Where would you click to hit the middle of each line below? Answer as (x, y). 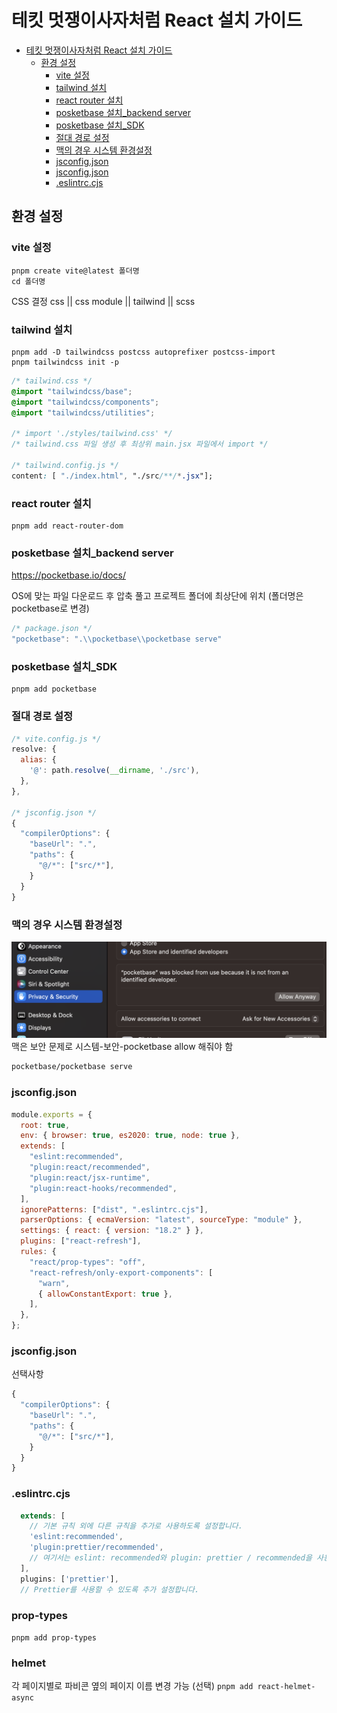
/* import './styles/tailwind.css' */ (92, 434)
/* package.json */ (52, 629)
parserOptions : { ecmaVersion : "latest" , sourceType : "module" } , (161, 1220)
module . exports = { (52, 1114)
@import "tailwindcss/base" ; (72, 391)
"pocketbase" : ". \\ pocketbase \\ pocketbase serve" (117, 639)
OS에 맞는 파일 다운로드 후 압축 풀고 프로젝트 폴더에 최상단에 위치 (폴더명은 (157, 596)
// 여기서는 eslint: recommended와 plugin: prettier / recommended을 (171, 1558)
